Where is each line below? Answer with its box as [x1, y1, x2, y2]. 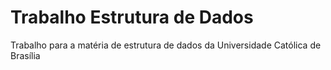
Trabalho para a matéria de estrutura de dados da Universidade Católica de [10, 39, 322, 51]
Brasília [10, 49, 41, 61]
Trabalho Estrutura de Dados [10, 6, 254, 29]
